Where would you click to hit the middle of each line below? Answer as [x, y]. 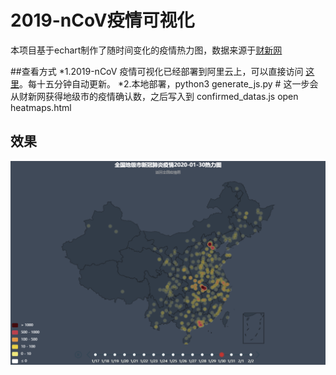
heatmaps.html [41, 107]
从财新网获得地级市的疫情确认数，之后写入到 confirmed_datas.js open [154, 96]
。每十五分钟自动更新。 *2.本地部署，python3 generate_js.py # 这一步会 [169, 83]
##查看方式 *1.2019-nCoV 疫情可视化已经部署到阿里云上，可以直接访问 [157, 71]
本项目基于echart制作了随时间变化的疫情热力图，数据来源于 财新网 [146, 50]
